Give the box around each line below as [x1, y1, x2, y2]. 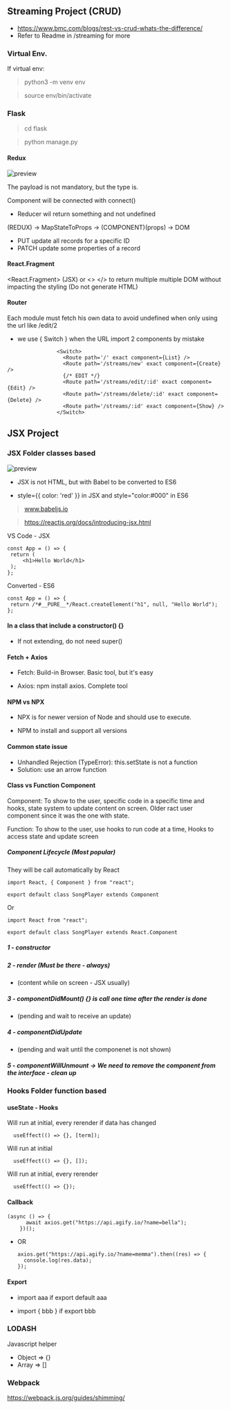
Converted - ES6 [7, 581, 55, 589]
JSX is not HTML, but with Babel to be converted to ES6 [17, 478, 177, 486]
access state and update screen [7, 832, 99, 841]
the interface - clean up [7, 1068, 77, 1077]
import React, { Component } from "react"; [7, 879, 135, 886]
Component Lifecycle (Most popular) [7, 848, 116, 857]
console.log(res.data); [24, 1257, 92, 1264]
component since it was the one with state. [7, 811, 130, 820]
